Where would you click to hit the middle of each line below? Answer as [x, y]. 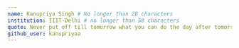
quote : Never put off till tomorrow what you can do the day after [110, 27]
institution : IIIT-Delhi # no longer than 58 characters [94, 20]
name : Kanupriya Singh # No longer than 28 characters [90, 14]
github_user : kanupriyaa [44, 34]
